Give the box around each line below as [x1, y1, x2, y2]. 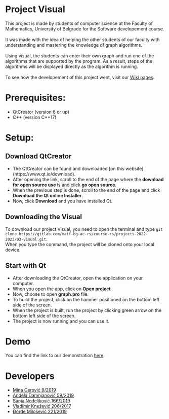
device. [5, 247, 21, 253]
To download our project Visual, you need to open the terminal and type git [5, 226, 163, 232]
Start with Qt [5, 261, 47, 270]
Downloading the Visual [5, 213, 82, 221]
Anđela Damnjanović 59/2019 [12, 392, 74, 399]
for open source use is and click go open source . [12, 182, 117, 188]
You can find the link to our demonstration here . [5, 353, 105, 359]
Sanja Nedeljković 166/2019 [12, 398, 70, 404]
